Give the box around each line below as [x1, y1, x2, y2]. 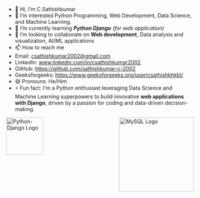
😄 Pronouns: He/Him [14, 78, 67, 84]
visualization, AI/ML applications [14, 37, 95, 44]
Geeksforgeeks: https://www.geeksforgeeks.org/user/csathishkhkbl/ [14, 71, 183, 78]
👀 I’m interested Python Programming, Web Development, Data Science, [14, 12, 192, 19]
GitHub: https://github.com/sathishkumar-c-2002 [14, 65, 136, 72]
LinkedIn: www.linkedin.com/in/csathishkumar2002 [14, 59, 141, 65]
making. [14, 106, 35, 112]
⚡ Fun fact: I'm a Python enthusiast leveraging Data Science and [14, 84, 173, 92]
